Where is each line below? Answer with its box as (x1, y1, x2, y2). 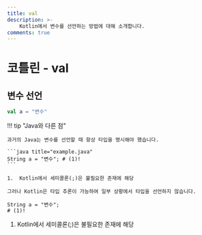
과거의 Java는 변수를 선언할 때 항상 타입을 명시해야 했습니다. (7, 137, 159, 143)
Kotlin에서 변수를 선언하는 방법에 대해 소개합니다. (19, 23, 145, 29)
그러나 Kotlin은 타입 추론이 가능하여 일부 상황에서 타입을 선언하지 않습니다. (7, 189, 197, 195)
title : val (7, 10, 38, 17)
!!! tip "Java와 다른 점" (7, 122, 66, 130)
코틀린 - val (7, 61, 69, 76)
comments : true (7, 29, 50, 36)
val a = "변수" (7, 109, 48, 115)
